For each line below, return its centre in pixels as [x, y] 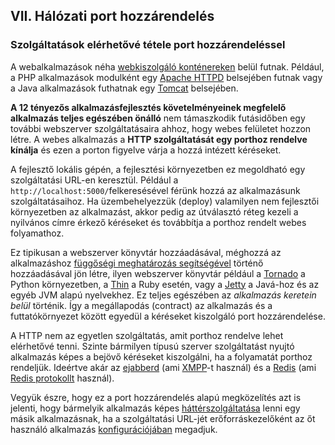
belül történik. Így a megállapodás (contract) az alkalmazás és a [141, 305]
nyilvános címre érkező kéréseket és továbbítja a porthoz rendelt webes [158, 222]
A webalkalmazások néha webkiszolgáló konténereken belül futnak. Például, [167, 66]
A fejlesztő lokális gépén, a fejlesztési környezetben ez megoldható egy [158, 169]
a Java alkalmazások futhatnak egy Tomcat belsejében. [124, 88]
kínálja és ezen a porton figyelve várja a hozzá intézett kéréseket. [146, 150]
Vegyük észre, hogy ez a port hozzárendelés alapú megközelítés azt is [156, 397]
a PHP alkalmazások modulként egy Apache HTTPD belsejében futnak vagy [166, 77]
